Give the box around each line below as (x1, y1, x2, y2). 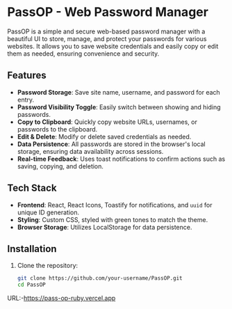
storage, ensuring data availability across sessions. (17, 147, 164, 155)
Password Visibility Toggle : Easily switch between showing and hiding (17, 102, 221, 111)
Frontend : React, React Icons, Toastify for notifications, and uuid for (17, 200, 213, 209)
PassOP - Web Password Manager (7, 4, 208, 20)
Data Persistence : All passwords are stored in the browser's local (17, 140, 206, 148)
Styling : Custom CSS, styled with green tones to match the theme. (17, 215, 208, 223)
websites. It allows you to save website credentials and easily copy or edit (7, 42, 219, 50)
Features (7, 70, 47, 81)
